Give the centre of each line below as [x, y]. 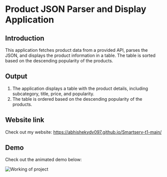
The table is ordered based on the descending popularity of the [77, 99]
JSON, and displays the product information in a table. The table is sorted [80, 55]
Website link [25, 120]
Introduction [25, 38]
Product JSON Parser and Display [76, 9]
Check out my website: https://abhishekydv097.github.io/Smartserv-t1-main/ [83, 132]
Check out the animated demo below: [43, 160]
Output [16, 77]
